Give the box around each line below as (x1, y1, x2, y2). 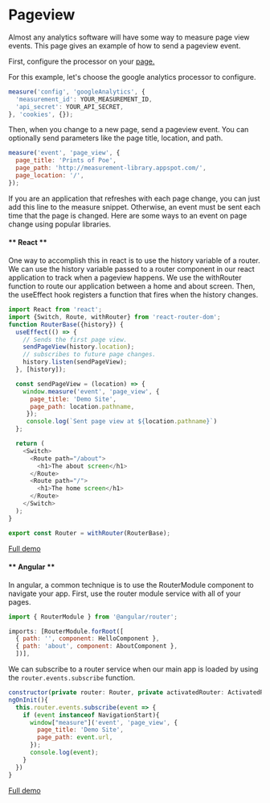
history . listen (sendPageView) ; (22, 358, 128, 366)
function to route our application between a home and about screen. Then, (8, 281, 256, 291)
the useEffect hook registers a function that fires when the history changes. (8, 290, 259, 300)
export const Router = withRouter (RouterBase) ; (8, 529, 171, 537)
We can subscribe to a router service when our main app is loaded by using (8, 664, 259, 674)
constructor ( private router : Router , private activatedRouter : (8, 689, 225, 697)
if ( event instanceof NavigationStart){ (22, 711, 160, 719)
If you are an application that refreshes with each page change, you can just (8, 193, 260, 203)
